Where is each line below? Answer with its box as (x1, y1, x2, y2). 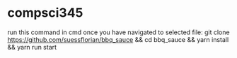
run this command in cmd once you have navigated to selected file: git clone (7, 28, 230, 36)
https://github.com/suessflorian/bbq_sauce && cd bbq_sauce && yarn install (7, 35, 229, 43)
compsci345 (7, 5, 83, 21)
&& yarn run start (7, 43, 57, 51)
